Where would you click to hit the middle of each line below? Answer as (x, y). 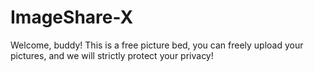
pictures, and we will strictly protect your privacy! (112, 55)
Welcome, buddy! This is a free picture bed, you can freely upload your (157, 45)
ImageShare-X (72, 17)
